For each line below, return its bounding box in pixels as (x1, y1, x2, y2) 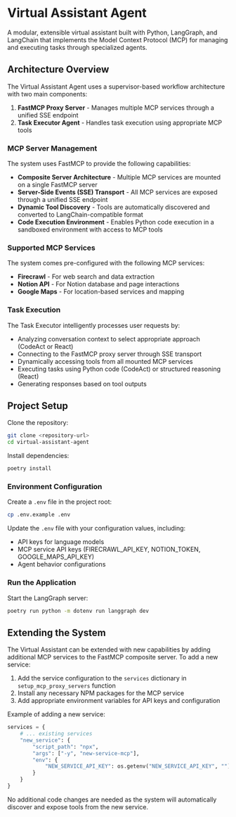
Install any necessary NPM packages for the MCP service (17, 689, 185, 697)
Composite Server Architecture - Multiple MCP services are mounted (17, 173, 221, 182)
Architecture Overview (7, 63, 110, 75)
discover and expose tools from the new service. (7, 802, 149, 811)
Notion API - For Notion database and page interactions (17, 280, 180, 289)
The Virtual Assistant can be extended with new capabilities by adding (7, 645, 211, 654)
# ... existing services (20, 730, 93, 737)
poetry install (7, 465, 52, 472)
